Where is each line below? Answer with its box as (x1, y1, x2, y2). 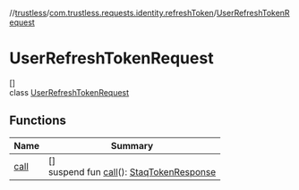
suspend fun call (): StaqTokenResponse (47, 165, 217, 178)
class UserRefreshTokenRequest (9, 87, 130, 97)
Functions (9, 113, 67, 128)
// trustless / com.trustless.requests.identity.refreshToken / (9, 8, 218, 18)
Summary (110, 139, 154, 152)
